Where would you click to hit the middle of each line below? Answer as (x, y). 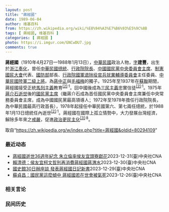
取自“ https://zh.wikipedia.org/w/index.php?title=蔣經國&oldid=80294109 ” (81, 130)
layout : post (19, 10)
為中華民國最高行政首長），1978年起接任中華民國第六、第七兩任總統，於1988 (84, 107)
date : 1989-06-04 (23, 19)
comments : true (21, 47)
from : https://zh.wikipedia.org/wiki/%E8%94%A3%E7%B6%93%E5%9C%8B (76, 29)
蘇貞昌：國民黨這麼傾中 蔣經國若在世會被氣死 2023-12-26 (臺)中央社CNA (87, 175)
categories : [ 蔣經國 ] (29, 38)
